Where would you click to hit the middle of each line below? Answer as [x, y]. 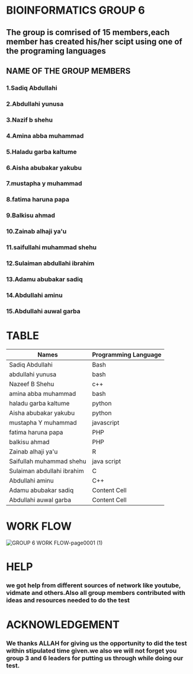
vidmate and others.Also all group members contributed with [96, 593]
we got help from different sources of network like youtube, [94, 585]
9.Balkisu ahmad [30, 216]
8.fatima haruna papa [38, 200]
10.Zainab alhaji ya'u [36, 231]
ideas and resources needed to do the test [68, 600]
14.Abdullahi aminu [35, 295]
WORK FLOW [39, 526]
